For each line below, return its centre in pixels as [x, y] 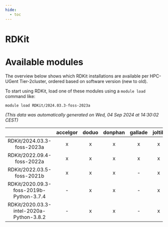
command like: [20, 96]
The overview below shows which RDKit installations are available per [77, 76]
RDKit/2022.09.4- [29, 155]
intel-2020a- [29, 210]
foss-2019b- [29, 190]
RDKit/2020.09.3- [29, 184]
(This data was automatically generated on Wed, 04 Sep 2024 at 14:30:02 [82, 114]
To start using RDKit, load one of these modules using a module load [75, 91]
